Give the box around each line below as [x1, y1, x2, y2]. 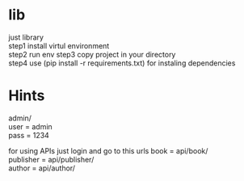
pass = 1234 [8, 130, 50, 140]
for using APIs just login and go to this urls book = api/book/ [8, 145, 208, 155]
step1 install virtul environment [8, 40, 110, 50]
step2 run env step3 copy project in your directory [8, 49, 176, 59]
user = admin [8, 121, 53, 131]
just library [8, 32, 44, 42]
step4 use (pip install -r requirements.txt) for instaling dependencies [8, 58, 236, 68]
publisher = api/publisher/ [8, 154, 95, 164]
